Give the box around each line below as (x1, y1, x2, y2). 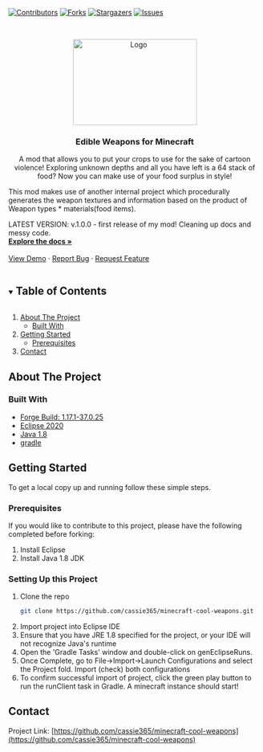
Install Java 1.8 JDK (19, 553, 85, 562)
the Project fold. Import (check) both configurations (19, 664, 191, 674)
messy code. (8, 228, 51, 238)
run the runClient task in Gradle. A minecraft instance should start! (19, 681, 239, 691)
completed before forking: (8, 529, 95, 538)
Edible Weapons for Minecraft (75, 136, 194, 147)
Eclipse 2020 (19, 420, 64, 430)
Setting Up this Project (8, 573, 98, 584)
